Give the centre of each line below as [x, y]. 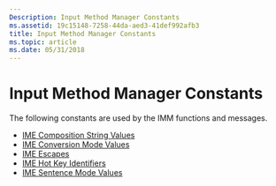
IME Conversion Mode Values [76, 145]
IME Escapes [46, 154]
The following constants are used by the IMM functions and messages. [138, 118]
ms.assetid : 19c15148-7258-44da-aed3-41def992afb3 [104, 26]
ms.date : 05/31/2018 [47, 50]
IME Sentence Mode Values [72, 173]
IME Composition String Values [78, 135]
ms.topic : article [43, 42]
